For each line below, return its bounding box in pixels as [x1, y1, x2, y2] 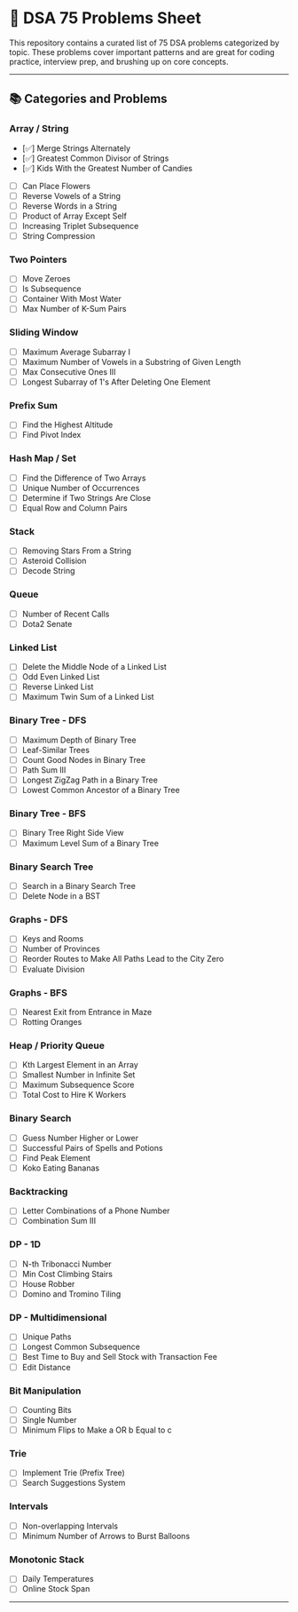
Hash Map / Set [9, 452, 77, 465]
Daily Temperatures [21, 1574, 95, 1584]
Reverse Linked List [21, 681, 94, 692]
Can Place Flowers [21, 180, 91, 191]
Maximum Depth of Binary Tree [21, 735, 137, 745]
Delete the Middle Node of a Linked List [21, 662, 167, 672]
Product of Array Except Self [21, 210, 127, 221]
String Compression [21, 230, 96, 241]
